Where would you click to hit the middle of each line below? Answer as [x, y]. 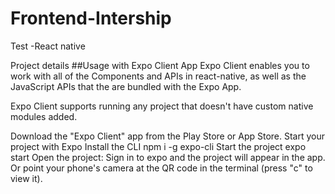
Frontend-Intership [91, 18]
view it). [26, 178]
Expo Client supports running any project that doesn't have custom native [162, 106]
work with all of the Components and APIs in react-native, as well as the [158, 76]
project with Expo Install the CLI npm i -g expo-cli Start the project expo [158, 146]
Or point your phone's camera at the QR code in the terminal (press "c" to [161, 168]
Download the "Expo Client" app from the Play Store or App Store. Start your [168, 136]
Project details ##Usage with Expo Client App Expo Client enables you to [160, 65]
